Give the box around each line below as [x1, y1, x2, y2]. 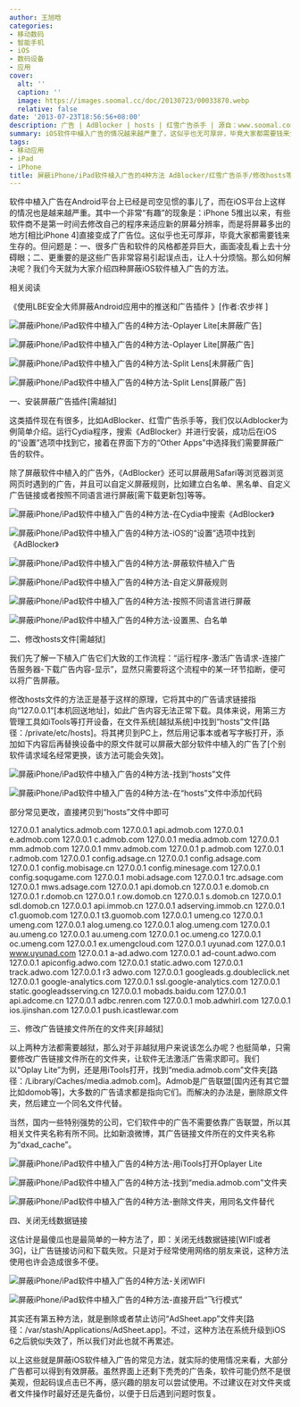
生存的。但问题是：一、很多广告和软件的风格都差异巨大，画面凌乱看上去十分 [9, 241, 291, 252]
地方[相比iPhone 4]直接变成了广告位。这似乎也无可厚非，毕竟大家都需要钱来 [9, 229, 290, 241]
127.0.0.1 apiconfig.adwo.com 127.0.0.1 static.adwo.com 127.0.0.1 [9, 957, 244, 969]
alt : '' [17, 79, 46, 88]
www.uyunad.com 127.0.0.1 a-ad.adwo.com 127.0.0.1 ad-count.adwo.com [9, 948, 277, 959]
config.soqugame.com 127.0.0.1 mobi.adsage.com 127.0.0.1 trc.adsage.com [9, 872, 284, 883]
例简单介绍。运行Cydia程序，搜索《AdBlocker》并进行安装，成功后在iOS [9, 426, 277, 437]
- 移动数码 [9, 29, 45, 38]
